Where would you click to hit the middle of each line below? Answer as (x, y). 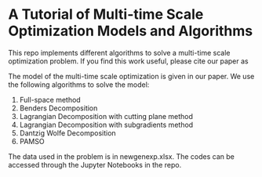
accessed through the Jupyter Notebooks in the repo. (95, 164)
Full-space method (50, 99)
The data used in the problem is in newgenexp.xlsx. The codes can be (122, 156)
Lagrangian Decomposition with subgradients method (106, 125)
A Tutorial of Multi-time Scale (106, 14)
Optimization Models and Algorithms (131, 31)
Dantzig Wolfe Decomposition (67, 133)
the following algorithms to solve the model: (79, 85)
